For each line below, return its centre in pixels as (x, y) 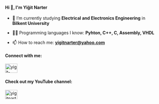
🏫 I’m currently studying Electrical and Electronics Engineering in (79, 18)
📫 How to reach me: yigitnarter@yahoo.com (58, 42)
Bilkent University (31, 23)
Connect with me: (24, 55)
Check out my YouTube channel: (39, 82)
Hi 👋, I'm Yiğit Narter (26, 7)
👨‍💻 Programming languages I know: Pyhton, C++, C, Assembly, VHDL (83, 33)
